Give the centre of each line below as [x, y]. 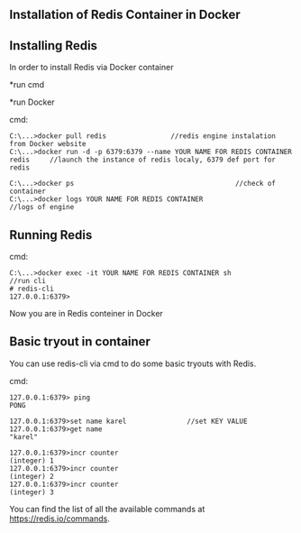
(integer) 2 [32, 476]
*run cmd [27, 85]
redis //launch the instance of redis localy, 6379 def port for [143, 160]
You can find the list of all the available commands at [107, 509]
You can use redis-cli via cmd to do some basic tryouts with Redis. [133, 363]
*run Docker [32, 102]
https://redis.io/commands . [60, 519]
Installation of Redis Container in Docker [125, 15]
